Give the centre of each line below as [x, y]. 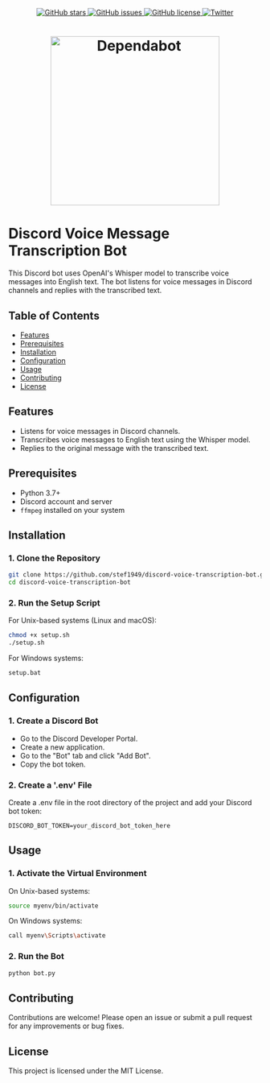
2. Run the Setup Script [54, 602]
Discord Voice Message [89, 234]
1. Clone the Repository [54, 558]
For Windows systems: [46, 658]
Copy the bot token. [53, 764]
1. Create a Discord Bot [53, 721]
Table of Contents [54, 315]
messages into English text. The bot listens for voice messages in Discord [130, 282]
